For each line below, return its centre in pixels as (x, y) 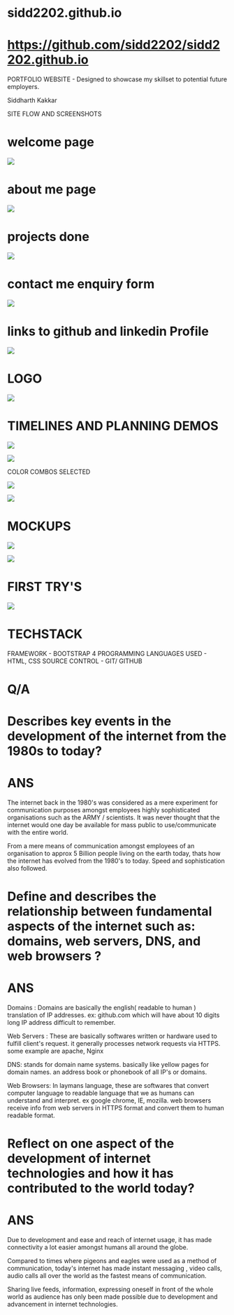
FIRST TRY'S (45, 586)
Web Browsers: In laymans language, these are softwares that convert (108, 1085)
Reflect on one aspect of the (91, 1144)
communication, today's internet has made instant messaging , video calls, (115, 1268)
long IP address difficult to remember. (61, 1022)
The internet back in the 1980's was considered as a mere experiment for (113, 802)
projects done (48, 237)
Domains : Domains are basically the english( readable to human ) (102, 1007)
